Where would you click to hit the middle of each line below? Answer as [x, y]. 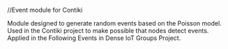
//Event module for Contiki [45, 10]
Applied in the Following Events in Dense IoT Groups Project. [94, 38]
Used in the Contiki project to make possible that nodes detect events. [108, 31]
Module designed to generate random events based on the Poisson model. [114, 23]
